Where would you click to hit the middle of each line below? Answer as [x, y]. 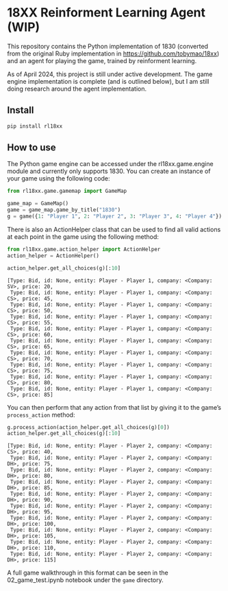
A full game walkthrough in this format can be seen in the [88, 573]
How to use [31, 148]
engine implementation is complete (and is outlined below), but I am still [108, 81]
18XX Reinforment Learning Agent [106, 13]
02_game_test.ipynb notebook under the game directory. [86, 580]
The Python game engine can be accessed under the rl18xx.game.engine [110, 164]
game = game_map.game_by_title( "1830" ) [64, 210]
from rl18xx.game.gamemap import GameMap [67, 191]
